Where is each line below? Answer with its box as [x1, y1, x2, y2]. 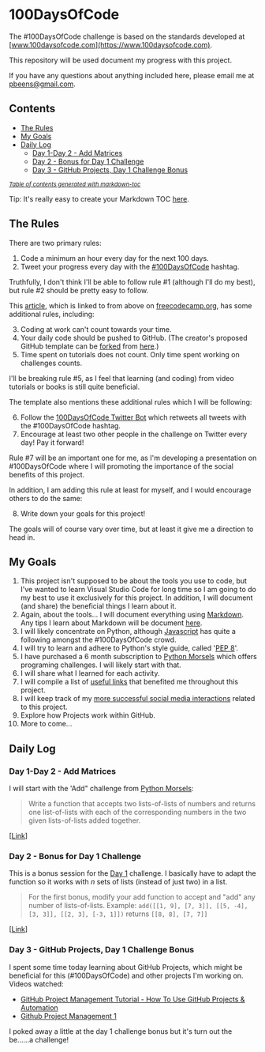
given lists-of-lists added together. [28, 816, 141, 825]
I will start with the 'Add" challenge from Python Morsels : [9, 784, 194, 794]
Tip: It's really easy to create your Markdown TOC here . [9, 194, 190, 203]
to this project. [20, 702, 68, 712]
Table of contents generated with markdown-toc [9, 180, 141, 188]
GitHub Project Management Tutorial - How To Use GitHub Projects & [20, 994, 245, 1004]
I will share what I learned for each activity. [20, 669, 160, 678]
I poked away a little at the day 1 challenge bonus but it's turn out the [9, 1026, 233, 1036]
